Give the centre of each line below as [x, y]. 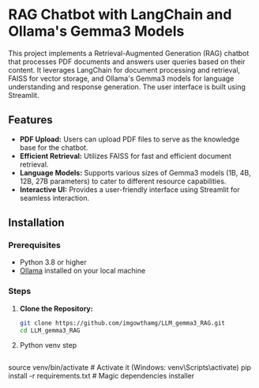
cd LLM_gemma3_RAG [50, 330]
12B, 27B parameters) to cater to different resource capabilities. [123, 181]
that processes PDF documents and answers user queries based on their [127, 62]
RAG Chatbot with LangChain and [120, 15]
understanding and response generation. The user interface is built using [127, 87]
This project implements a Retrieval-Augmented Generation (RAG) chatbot [129, 53]
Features [30, 120]
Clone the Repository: [56, 308]
